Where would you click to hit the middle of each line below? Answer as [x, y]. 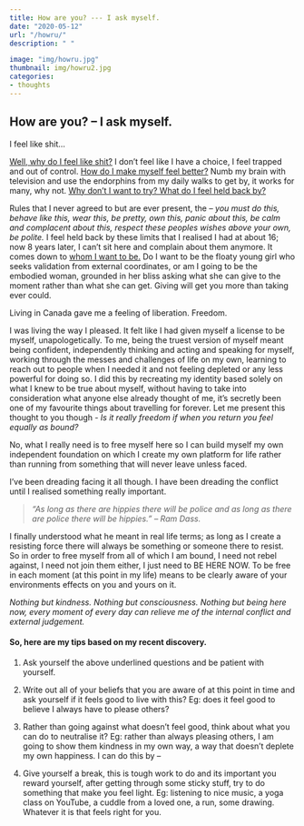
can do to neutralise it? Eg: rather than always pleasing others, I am [148, 736]
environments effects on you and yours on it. [93, 584]
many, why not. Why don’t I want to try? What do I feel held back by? [137, 190]
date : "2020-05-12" [46, 26]
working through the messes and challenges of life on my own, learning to [148, 359]
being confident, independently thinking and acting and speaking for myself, [152, 349]
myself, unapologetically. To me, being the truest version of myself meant [147, 340]
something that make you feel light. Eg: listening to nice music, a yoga [153, 792]
